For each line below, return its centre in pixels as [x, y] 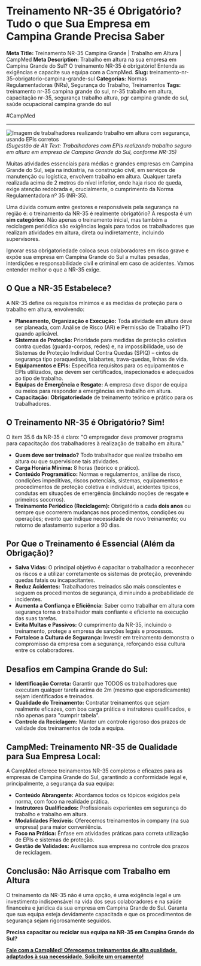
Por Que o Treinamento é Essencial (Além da [91, 544]
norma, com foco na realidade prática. [62, 802]
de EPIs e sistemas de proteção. [54, 840]
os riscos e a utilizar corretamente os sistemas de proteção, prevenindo [103, 574]
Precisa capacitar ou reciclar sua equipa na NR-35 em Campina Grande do [100, 932]
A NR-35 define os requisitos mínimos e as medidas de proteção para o [94, 303]
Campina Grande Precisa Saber [86, 37]
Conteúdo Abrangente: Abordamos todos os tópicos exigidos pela [98, 795]
